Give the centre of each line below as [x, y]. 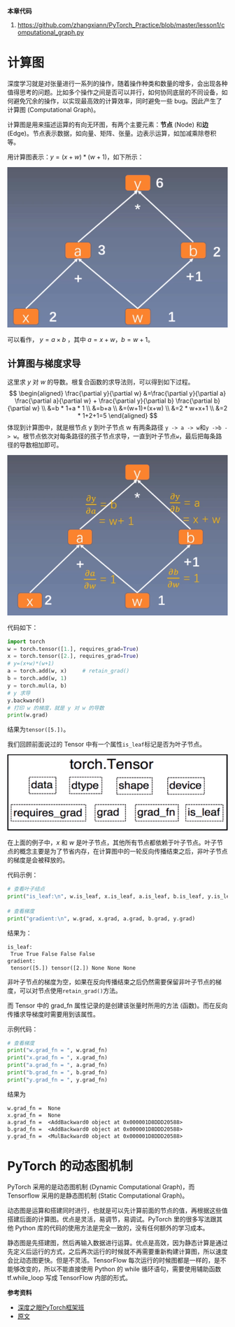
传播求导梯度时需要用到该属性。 [53, 1014]
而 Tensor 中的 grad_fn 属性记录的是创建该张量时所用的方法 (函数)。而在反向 [117, 1005]
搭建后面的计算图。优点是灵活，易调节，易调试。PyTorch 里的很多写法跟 [112, 1219]
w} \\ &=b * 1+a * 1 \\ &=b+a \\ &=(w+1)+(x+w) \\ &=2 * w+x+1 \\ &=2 [130, 408]
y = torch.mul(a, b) [37, 686]
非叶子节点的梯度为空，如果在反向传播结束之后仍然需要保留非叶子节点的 [111, 982]
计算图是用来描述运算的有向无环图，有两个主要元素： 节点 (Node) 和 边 [108, 124]
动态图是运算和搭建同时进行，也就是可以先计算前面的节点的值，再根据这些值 [117, 1210]
